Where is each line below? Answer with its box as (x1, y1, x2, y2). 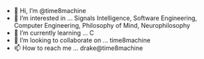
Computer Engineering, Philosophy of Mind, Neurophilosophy (13, 22, 190, 29)
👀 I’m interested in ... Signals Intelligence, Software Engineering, (13, 14, 197, 22)
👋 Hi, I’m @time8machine (13, 7, 86, 15)
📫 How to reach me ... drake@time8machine (13, 44, 143, 52)
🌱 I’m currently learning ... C (13, 28, 95, 37)
